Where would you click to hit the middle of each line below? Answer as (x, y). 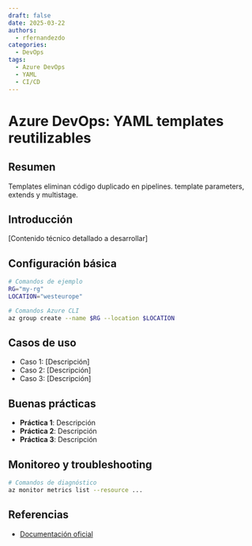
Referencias (39, 515)
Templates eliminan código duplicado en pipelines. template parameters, (126, 186)
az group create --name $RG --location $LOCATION (92, 318)
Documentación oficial (56, 534)
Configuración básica (62, 263)
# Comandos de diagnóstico (53, 483)
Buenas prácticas (52, 404)
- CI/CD (28, 82)
